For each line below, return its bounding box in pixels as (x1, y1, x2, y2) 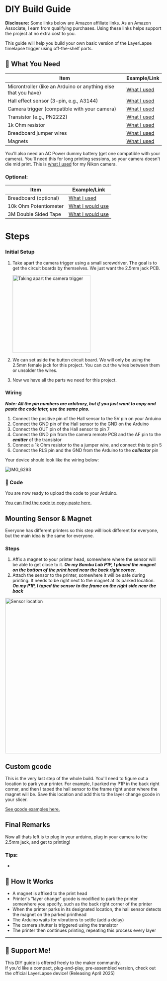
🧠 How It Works (5, 877, 54, 886)
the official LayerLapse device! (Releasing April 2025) (5, 970, 115, 976)
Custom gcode (5, 762, 52, 771)
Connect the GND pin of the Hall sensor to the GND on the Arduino (12, 421, 149, 427)
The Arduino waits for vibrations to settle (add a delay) (12, 916, 124, 923)
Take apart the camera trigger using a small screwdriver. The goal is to (12, 260, 158, 266)
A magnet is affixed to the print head (12, 890, 87, 896)
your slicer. (5, 797, 28, 803)
